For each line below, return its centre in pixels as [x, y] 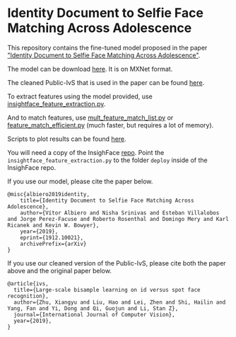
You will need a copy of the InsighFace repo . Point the [86, 152]
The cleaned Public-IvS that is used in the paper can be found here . [106, 82]
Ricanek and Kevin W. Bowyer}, [53, 225]
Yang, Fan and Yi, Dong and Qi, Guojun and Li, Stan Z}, [93, 308]
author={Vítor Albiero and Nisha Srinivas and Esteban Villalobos [120, 213]
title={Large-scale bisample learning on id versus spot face [107, 290]
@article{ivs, [28, 284]
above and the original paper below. [59, 270]
